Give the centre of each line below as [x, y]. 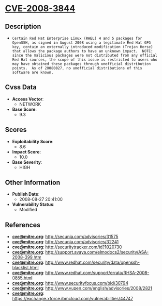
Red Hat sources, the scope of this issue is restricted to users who [85, 60]
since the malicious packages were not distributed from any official [85, 55]
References [23, 225]
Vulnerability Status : [33, 204]
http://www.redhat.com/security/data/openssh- [93, 262]
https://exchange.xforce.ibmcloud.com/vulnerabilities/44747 [73, 299]
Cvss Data [21, 87]
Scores [16, 130]
